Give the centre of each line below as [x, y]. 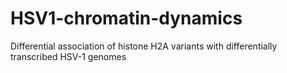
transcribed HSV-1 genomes [68, 56]
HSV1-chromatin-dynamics [126, 18]
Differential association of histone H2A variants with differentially [144, 46]
